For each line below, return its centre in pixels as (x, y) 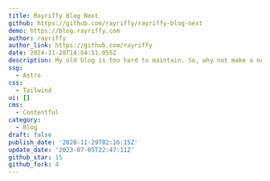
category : (25, 120)
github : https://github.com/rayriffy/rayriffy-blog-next (106, 23)
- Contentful (37, 113)
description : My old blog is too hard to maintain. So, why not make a (131, 61)
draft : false (30, 135)
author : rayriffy (37, 38)
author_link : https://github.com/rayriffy (80, 46)
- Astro (29, 75)
